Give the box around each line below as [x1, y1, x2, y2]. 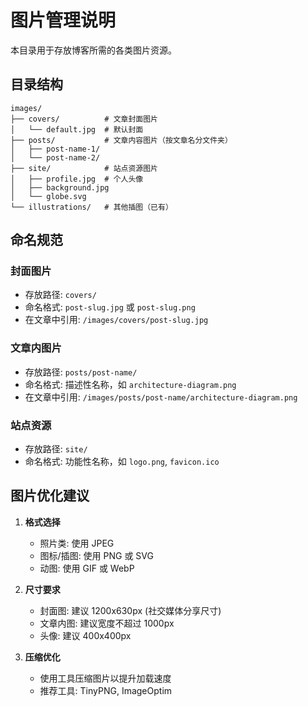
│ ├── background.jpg [10, 182, 110, 193]
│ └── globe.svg [10, 191, 87, 201]
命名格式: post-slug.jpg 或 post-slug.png [24, 301, 196, 313]
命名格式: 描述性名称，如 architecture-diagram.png [24, 378, 237, 390]
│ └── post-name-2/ [10, 152, 101, 163]
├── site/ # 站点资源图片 [10, 163, 158, 173]
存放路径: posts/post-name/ [24, 366, 138, 378]
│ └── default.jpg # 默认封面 [10, 124, 144, 135]
